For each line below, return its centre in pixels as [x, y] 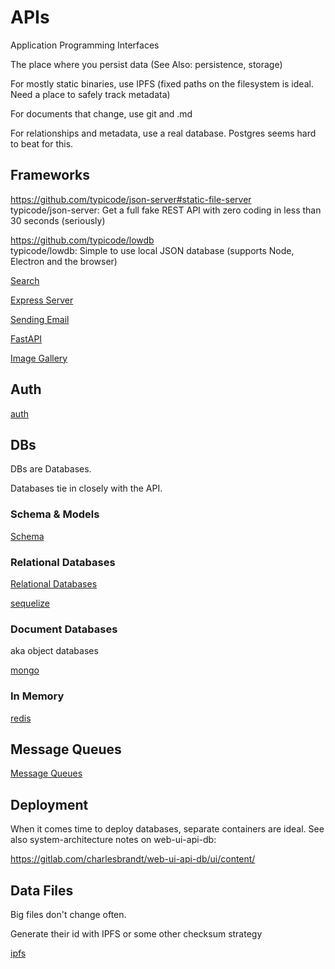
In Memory [37, 696]
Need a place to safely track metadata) [90, 94]
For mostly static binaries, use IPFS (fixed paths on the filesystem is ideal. [162, 83]
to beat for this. [42, 143]
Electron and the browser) [64, 261]
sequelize [30, 603]
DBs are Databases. [51, 469]
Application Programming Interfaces [85, 45]
